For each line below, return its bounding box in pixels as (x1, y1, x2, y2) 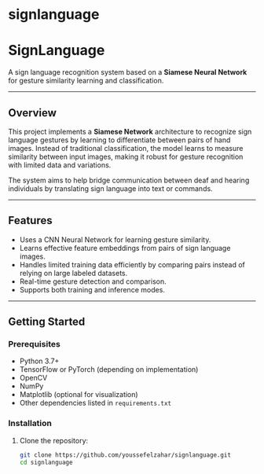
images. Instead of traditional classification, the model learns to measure (8, 143, 244, 152)
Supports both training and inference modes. (19, 285, 165, 294)
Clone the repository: (19, 435, 89, 445)
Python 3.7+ (19, 356, 60, 366)
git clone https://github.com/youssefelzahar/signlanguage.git (19, 450, 232, 459)
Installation (8, 418, 53, 429)
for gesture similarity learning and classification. (8, 76, 164, 86)
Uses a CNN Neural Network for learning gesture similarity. (19, 234, 211, 244)
